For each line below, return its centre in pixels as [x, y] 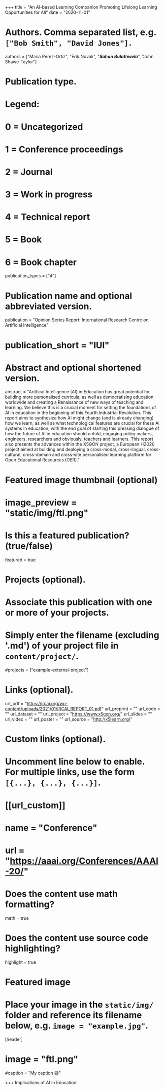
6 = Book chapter [41, 262]
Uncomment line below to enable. [75, 762]
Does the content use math [62, 894]
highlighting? [33, 949]
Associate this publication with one [79, 602]
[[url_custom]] [35, 805]
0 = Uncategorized [44, 127]
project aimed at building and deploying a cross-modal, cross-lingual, [76, 450]
